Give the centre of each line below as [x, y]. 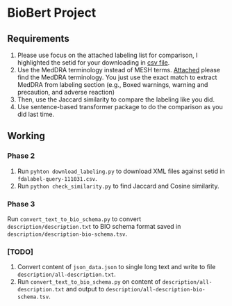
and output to [85, 289]
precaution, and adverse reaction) [66, 92]
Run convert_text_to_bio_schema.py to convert [74, 219]
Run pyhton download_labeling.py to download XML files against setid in [121, 171]
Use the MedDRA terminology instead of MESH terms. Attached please [119, 70]
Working [26, 136]
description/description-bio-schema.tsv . [67, 234]
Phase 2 [21, 156]
